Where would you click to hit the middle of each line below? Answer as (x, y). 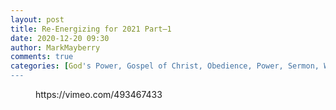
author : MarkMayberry (55, 47)
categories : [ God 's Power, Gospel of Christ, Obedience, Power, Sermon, (165, 66)
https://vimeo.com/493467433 (99, 94)
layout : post (37, 19)
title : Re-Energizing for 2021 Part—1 (91, 29)
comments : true (42, 57)
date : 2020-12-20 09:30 (60, 38)
